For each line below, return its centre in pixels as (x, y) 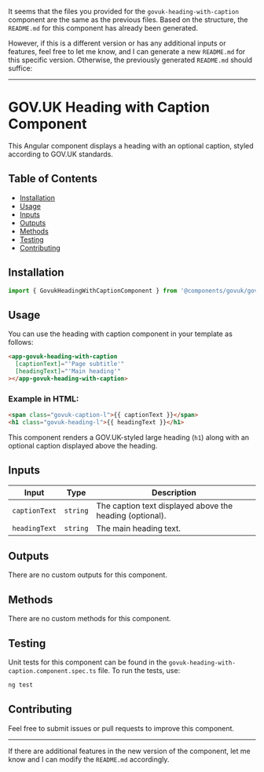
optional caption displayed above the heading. (83, 445)
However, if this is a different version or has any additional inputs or (117, 43)
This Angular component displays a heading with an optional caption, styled (131, 145)
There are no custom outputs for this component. (88, 575)
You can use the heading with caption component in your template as (121, 334)
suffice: (20, 68)
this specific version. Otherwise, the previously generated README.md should (130, 60)
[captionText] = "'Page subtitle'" (70, 364)
